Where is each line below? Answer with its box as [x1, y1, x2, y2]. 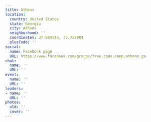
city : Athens [9, 26, 37, 31]
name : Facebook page [9, 49, 52, 54]
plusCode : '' [9, 40, 37, 45]
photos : [5, 100, 21, 105]
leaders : [5, 86, 23, 91]
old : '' [9, 105, 26, 110]
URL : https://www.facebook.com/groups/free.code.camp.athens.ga [9, 53, 146, 59]
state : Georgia [9, 21, 41, 26]
